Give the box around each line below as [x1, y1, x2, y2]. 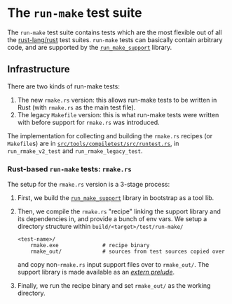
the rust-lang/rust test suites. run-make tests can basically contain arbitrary [7, 35, 223, 44]
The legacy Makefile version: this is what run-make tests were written [17, 110, 219, 119]
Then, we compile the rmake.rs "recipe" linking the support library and [17, 207, 221, 216]
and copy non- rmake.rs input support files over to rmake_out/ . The [17, 260, 210, 269]
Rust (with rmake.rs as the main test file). [17, 103, 136, 112]
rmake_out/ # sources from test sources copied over [30, 248, 226, 256]
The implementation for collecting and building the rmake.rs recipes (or [7, 131, 212, 140]
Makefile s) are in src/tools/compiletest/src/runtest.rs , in [7, 139, 179, 147]
